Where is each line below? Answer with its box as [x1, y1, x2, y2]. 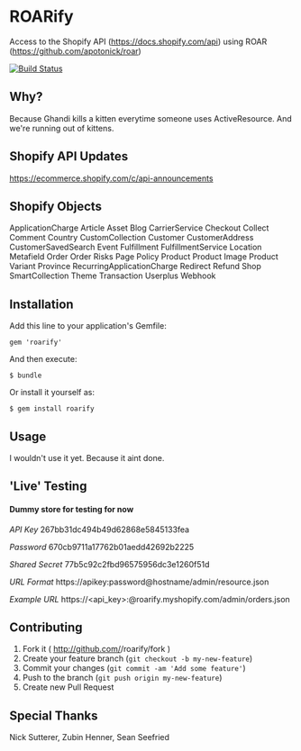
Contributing [9, 620, 83, 635]
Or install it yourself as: [9, 387, 95, 398]
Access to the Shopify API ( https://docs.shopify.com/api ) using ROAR [9, 36, 268, 47]
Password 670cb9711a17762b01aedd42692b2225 [9, 541, 195, 552]
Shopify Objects [9, 198, 102, 213]
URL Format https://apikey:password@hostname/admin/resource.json [9, 576, 269, 587]
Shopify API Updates [9, 149, 129, 164]
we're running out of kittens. [9, 122, 114, 133]
